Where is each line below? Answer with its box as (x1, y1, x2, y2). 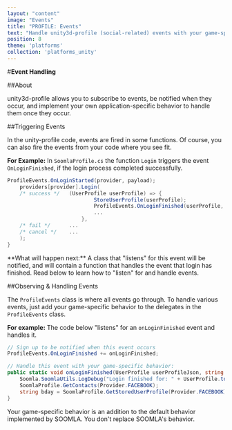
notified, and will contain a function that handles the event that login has (7, 261, 213, 269)
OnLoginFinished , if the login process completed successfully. (7, 164, 183, 172)
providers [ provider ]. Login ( (19, 184, 100, 190)
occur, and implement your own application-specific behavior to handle (7, 101, 211, 110)
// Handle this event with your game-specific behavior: (7, 363, 175, 370)
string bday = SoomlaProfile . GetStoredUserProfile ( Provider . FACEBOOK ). (19, 388, 230, 395)
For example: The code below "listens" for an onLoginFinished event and (7, 323, 215, 331)
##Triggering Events (7, 122, 66, 130)
